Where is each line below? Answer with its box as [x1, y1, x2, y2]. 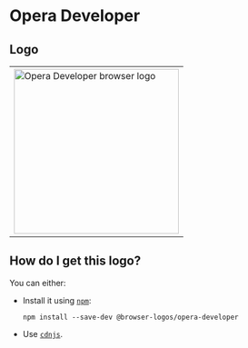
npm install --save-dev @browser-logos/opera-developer [22, 313, 239, 322]
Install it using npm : [22, 294, 92, 305]
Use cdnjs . [22, 328, 64, 339]
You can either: [9, 277, 66, 288]
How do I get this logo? [9, 254, 142, 269]
